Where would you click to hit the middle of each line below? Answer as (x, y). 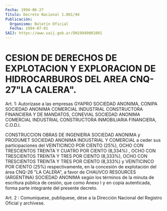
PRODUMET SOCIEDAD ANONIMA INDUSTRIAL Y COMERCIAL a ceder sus (83, 140)
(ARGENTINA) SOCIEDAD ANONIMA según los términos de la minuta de (80, 177)
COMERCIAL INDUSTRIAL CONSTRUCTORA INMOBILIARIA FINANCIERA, (81, 120)
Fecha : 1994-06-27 (24, 10)
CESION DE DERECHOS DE (61, 58)
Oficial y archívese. (25, 203)
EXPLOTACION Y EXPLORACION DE (80, 69)
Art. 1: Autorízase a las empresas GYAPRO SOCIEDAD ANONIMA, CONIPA (81, 104)
